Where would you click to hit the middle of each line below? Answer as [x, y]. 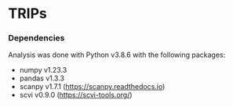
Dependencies [36, 38]
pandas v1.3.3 [42, 78]
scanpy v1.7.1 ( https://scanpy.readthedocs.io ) [92, 87]
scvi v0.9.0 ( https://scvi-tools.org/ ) [76, 95]
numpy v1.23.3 [43, 70]
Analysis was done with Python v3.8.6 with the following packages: [117, 55]
